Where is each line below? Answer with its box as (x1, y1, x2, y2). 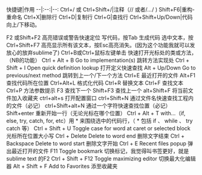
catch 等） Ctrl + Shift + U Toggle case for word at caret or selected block (6, 125, 191, 132)
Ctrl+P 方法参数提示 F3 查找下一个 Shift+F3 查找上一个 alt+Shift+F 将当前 (6, 87, 189, 94)
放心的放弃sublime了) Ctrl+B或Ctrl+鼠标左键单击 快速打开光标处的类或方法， (6, 49, 197, 56)
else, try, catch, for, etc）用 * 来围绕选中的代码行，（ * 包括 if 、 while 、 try (6, 117, 193, 124)
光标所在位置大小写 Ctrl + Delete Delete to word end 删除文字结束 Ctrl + (6, 133, 185, 139)
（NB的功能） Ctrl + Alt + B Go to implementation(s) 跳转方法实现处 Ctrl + (6, 57, 190, 64)
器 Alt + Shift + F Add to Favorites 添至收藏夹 (6, 163, 118, 170)
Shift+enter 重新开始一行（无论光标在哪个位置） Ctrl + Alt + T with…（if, (6, 110, 186, 117)
